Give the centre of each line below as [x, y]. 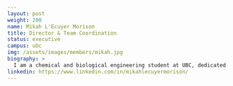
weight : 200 [24, 20]
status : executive [34, 40]
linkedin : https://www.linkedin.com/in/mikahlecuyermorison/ [98, 71]
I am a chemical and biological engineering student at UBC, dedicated [120, 65]
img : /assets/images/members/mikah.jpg [65, 53]
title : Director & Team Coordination [62, 33]
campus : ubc [24, 46]
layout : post [26, 14]
